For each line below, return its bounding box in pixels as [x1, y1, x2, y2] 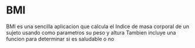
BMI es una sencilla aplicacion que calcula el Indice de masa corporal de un [6, 23, 190, 30]
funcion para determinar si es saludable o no [6, 35, 115, 42]
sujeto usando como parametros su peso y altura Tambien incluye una [6, 29, 176, 36]
